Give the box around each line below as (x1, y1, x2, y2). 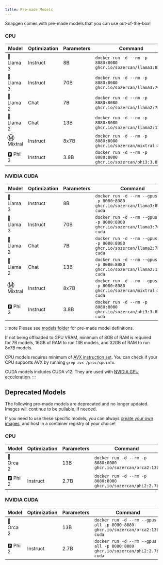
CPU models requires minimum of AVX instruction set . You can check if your (5, 355, 158, 360)
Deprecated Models (5, 388, 66, 396)
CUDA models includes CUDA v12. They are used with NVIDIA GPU (5, 369, 139, 375)
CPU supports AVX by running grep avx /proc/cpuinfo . (5, 359, 115, 365)
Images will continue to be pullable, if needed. (5, 406, 97, 412)
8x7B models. (5, 345, 33, 351)
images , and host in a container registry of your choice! (5, 420, 116, 427)
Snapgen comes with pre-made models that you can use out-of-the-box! (5, 20, 151, 26)
